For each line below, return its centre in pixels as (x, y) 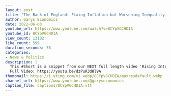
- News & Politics (25, 57)
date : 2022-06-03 (24, 24)
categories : (18, 52)
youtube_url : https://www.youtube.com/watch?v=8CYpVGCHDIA (69, 29)
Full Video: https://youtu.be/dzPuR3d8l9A (55, 72)
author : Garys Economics (32, 19)
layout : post (19, 10)
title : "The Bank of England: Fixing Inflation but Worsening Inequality (85, 15)
